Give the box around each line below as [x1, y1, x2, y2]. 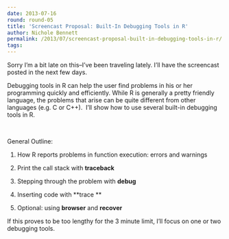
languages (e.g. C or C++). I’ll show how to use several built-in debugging [7, 104, 217, 111]
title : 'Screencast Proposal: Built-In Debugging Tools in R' [7, 23, 189, 30]
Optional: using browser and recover [16, 204, 123, 212]
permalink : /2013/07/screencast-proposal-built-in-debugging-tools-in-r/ [7, 36, 223, 43]
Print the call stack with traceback [16, 164, 114, 172]
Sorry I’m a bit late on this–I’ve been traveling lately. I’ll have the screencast [7, 61, 219, 69]
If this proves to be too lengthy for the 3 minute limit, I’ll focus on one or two [7, 217, 221, 225]
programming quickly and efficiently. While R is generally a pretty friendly [7, 89, 215, 97]
